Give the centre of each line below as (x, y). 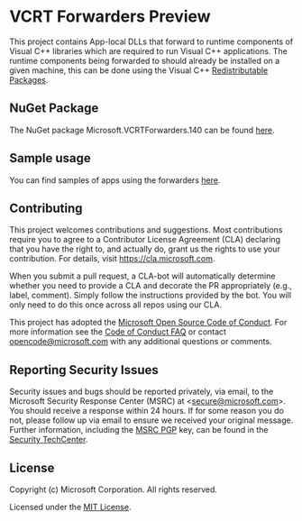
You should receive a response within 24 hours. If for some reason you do (146, 411)
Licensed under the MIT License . (70, 507)
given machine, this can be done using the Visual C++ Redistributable (139, 70)
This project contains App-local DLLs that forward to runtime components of (151, 41)
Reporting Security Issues (84, 370)
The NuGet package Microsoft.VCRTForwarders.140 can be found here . (142, 130)
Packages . (29, 79)
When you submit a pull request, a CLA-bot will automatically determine (142, 276)
